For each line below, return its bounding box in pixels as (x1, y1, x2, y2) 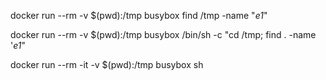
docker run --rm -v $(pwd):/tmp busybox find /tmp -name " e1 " (10, 10, 268, 21)
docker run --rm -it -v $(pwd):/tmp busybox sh (10, 59, 204, 70)
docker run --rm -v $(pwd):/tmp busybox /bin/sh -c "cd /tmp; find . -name (10, 29, 317, 40)
